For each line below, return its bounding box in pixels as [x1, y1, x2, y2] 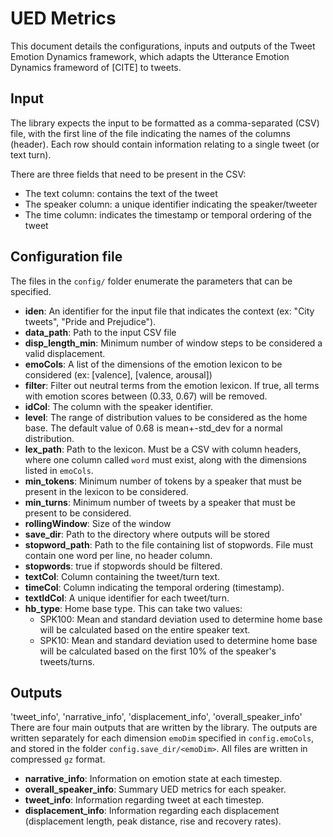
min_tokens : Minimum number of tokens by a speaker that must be [24, 475, 302, 487]
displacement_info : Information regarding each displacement [24, 805, 280, 817]
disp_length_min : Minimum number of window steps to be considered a [24, 337, 323, 349]
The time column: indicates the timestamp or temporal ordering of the [24, 208, 312, 221]
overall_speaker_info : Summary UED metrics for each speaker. [24, 783, 287, 796]
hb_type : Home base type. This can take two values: [24, 602, 243, 614]
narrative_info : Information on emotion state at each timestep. [24, 773, 283, 785]
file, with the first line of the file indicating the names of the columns [10, 127, 291, 139]
